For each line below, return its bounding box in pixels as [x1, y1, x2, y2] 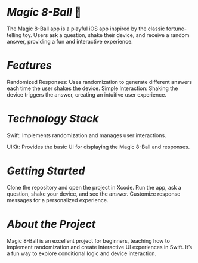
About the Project [7, 217, 96, 231]
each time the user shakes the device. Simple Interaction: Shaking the [7, 85, 178, 92]
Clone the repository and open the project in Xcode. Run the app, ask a [7, 184, 181, 191]
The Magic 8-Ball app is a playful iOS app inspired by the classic [7, 25, 165, 32]
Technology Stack [7, 112, 99, 126]
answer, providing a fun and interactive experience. [7, 38, 133, 45]
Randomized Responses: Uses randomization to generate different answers [7, 78, 193, 85]
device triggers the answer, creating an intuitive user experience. [7, 91, 166, 98]
